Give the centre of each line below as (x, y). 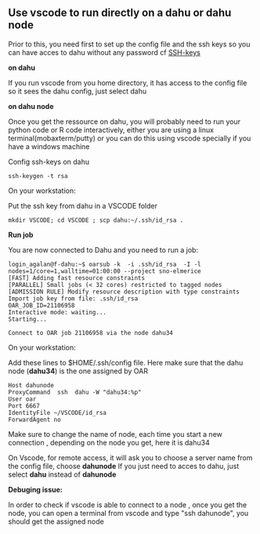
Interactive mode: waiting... (58, 312)
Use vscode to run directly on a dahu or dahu (120, 13)
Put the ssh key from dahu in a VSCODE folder (83, 205)
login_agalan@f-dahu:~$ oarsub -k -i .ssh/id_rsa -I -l (105, 264)
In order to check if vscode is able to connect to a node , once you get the (128, 504)
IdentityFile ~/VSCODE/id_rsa (58, 412)
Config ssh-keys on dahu (49, 162)
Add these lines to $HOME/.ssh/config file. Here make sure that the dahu (126, 362)
